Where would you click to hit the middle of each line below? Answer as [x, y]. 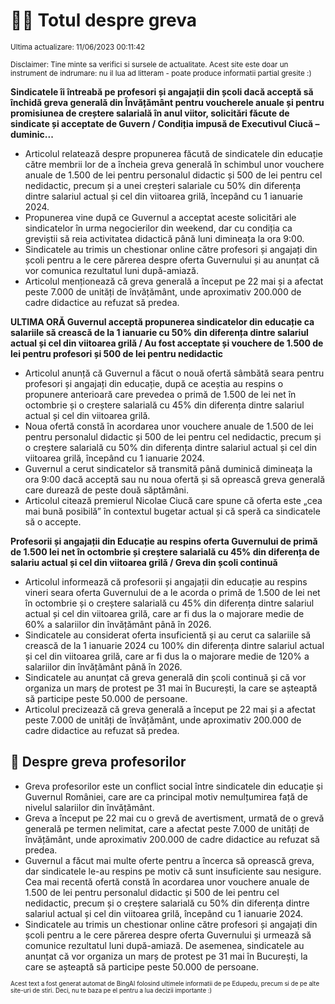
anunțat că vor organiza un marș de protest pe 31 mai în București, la [166, 956]
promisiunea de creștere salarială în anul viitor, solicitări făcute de [150, 113]
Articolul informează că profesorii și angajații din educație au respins [166, 581]
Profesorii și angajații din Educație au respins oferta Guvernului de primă [164, 541]
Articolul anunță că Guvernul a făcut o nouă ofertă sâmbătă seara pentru [174, 373]
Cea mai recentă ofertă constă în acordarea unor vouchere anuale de [167, 881]
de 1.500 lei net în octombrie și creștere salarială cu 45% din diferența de [165, 551]
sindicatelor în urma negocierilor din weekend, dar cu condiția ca [158, 228]
